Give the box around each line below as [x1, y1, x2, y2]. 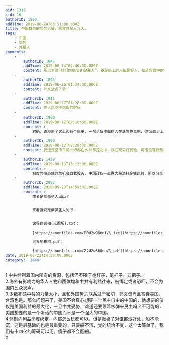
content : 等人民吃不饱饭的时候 [23, 105, 81, 110]
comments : [5, 49, 26, 54]
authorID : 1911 [23, 96, 55, 101]
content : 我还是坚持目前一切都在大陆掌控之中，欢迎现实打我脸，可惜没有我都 [23, 148, 163, 153]
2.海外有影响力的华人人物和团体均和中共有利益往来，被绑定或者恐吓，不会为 [5, 278, 163, 284]
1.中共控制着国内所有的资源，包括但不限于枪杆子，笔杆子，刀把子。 [5, 272, 145, 278]
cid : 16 [5, 12, 22, 17]
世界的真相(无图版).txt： [32, 221, 79, 226]
